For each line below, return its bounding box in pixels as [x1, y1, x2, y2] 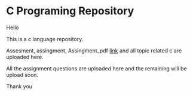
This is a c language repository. [6, 35, 84, 42]
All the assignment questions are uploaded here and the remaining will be [6, 64, 187, 72]
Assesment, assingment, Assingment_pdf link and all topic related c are [6, 47, 182, 54]
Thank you [6, 82, 33, 90]
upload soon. [6, 71, 39, 78]
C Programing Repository [6, 4, 134, 18]
